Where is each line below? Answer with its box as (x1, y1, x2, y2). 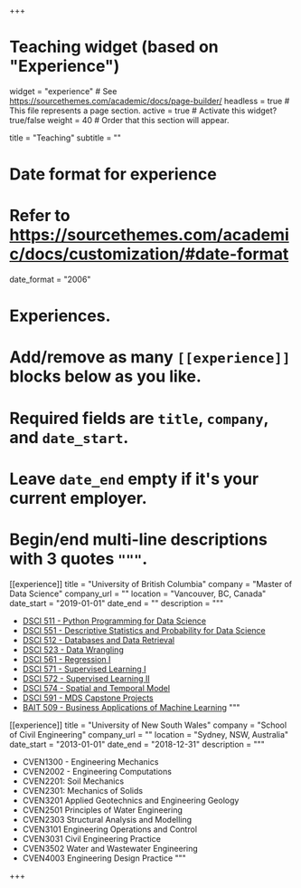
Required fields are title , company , (9, 408, 269, 429)
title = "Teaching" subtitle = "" (9, 132, 122, 143)
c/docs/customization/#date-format (9, 244, 289, 265)
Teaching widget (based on (9, 37, 219, 57)
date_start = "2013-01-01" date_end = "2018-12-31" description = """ (9, 738, 265, 749)
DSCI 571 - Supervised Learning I (22, 663, 146, 674)
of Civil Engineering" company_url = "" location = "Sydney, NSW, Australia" (9, 729, 289, 739)
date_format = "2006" (9, 274, 91, 285)
